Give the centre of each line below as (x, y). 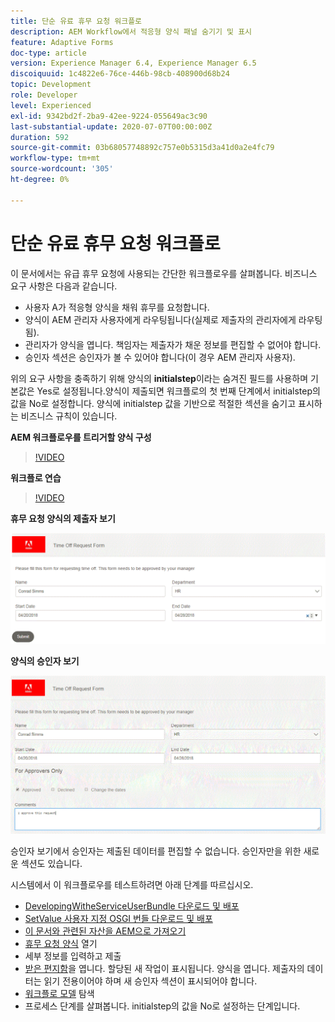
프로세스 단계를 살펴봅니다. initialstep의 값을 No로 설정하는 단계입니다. (162, 1006)
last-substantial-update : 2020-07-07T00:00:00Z (111, 126)
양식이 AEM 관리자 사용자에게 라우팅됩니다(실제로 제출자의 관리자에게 (160, 319)
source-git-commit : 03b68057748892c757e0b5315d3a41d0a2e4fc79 (142, 148)
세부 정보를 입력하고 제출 (73, 956)
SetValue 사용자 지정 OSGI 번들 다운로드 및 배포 (118, 919)
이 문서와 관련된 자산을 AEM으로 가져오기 (105, 931)
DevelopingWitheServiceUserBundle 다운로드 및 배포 (132, 906)
